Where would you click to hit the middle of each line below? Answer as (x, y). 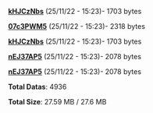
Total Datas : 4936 (37, 87)
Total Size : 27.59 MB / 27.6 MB (57, 102)
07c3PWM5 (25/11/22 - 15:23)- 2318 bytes (77, 26)
